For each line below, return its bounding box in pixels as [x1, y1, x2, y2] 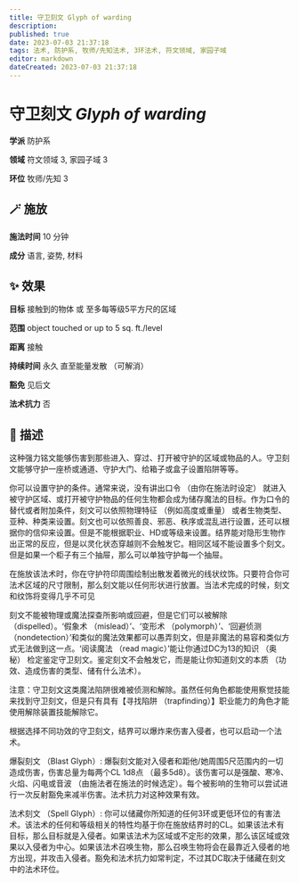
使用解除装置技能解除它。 [9, 706, 103, 718]
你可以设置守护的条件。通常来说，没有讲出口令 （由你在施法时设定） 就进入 [9, 483, 287, 493]
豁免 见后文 [9, 380, 51, 391]
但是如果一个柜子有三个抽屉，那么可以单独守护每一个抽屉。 [9, 549, 228, 560]
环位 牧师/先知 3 [9, 173, 69, 184]
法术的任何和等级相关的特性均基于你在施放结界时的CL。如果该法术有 [32, 820, 285, 830]
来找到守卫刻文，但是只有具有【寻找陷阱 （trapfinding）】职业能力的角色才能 [9, 696, 289, 706]
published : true [9, 29, 69, 38]
